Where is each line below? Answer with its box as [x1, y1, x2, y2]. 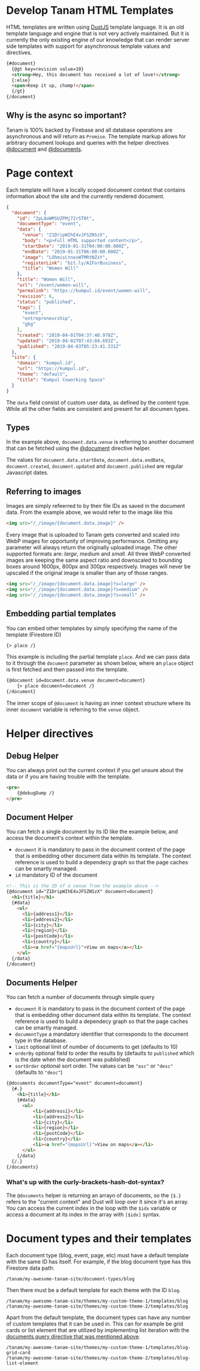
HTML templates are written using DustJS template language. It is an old [6, 23, 184, 31]
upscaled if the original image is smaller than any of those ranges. [6, 570, 168, 577]
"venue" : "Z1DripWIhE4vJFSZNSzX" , [21, 232, 109, 238]
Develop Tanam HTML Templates [6, 4, 174, 17]
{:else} [11, 77, 31, 83]
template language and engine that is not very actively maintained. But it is [6, 29, 189, 37]
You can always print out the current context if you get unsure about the [6, 767, 184, 773]
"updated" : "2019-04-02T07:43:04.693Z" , [17, 338, 119, 344]
